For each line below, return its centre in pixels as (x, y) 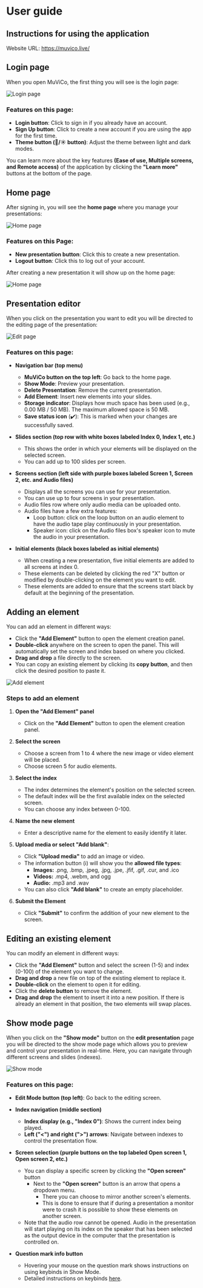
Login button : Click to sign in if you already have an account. (91, 123)
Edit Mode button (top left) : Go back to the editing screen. (88, 1098)
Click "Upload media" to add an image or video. (85, 857)
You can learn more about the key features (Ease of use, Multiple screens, (100, 161)
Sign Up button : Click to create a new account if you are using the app (103, 130)
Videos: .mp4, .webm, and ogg (72, 877)
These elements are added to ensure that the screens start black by (109, 587)
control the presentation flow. (61, 1141)
